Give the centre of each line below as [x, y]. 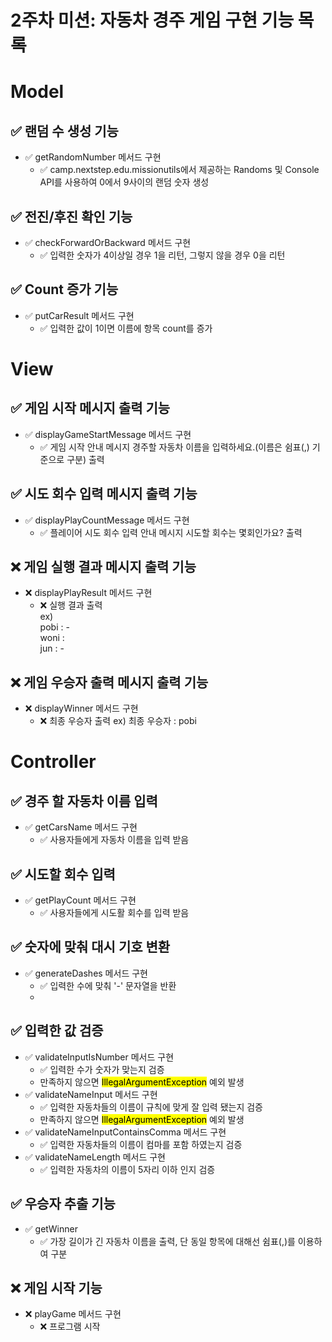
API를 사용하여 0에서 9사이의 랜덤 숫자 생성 [124, 182]
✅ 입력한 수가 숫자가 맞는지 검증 [102, 1069]
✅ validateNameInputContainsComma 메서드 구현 [125, 1132]
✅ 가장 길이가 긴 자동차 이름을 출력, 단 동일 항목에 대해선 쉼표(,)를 [167, 1241]
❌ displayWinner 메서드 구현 [81, 708]
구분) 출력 [85, 459]
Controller [53, 762]
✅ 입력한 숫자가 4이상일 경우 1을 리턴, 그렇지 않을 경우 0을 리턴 [162, 255]
